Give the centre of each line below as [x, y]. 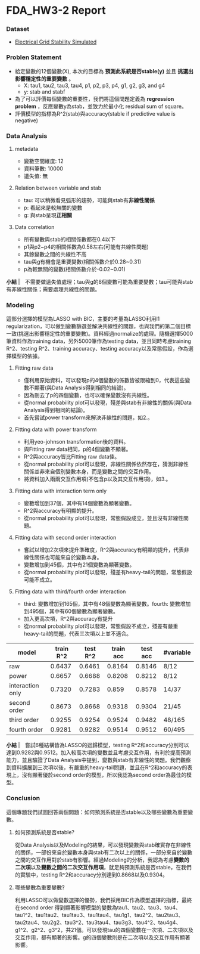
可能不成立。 [39, 580]
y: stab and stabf [44, 92]
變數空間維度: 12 [43, 161]
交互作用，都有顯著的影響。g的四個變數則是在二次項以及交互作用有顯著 [102, 937]
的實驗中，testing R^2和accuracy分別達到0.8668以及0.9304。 [91, 875]
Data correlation [35, 227]
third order [24, 720]
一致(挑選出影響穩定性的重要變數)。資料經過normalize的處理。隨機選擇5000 [100, 334]
